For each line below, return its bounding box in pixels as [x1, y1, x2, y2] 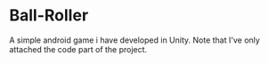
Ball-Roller [9, 5, 89, 26]
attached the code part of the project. [9, 43, 148, 54]
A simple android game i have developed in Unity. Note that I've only [9, 35, 260, 45]
